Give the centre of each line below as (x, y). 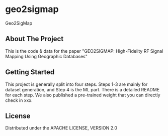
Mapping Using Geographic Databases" (47, 56)
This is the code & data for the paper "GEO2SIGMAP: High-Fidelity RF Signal (84, 51)
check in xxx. (19, 100)
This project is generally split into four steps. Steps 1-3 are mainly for (76, 84)
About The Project (34, 39)
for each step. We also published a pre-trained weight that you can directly (83, 95)
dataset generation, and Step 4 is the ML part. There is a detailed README (82, 89)
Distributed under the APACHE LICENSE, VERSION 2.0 (61, 128)
